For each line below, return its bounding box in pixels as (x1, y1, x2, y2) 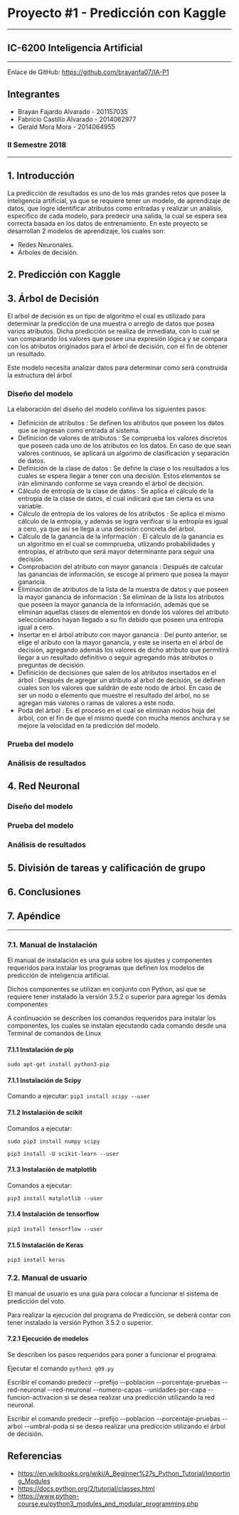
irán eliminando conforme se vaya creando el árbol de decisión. (17, 479, 205, 488)
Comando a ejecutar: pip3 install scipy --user (7, 1092, 151, 1100)
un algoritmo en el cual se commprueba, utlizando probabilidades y (17, 540, 216, 548)
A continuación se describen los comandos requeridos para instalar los (7, 1014, 216, 1023)
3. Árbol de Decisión (7, 293, 100, 305)
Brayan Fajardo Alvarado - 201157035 (17, 107, 128, 115)
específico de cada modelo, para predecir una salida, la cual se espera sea (7, 212, 228, 220)
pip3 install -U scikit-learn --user (7, 1150, 119, 1157)
